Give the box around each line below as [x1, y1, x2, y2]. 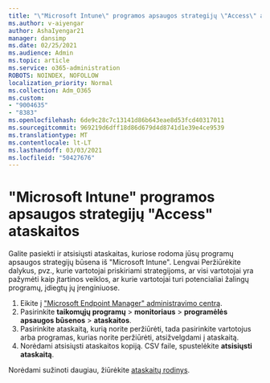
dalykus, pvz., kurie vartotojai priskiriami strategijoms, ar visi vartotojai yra [8, 266, 254, 275]
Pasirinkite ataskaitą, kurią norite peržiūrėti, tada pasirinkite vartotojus [19, 324, 252, 334]
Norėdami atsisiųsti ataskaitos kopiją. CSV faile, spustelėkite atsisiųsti [19, 341, 253, 351]
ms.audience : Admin [8, 49, 74, 57]
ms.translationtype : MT [8, 131, 88, 139]
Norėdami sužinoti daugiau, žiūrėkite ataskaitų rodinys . [8, 365, 190, 375]
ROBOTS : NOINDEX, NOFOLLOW [8, 71, 99, 79]
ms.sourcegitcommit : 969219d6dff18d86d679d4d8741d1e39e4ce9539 [8, 124, 225, 132]
